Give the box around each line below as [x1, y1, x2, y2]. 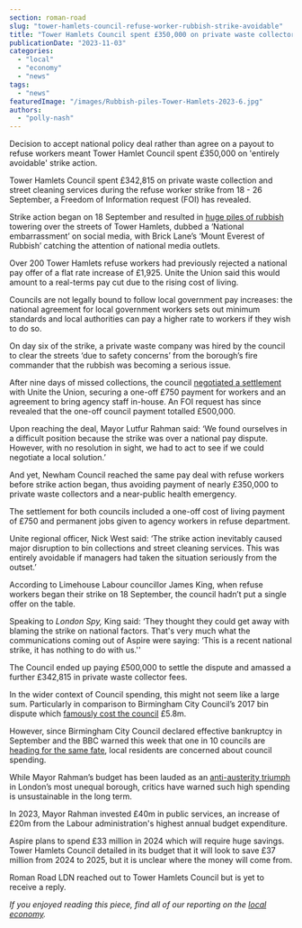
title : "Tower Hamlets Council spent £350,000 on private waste [9, 30, 255, 39]
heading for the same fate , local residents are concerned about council [9, 745, 272, 756]
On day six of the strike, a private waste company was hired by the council [9, 341, 286, 351]
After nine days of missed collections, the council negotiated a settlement [9, 378, 281, 388]
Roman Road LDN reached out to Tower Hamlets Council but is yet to [9, 872, 265, 883]
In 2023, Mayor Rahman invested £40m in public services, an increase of [9, 808, 280, 820]
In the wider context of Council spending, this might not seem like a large [9, 689, 280, 700]
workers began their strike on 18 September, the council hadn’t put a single [9, 589, 288, 600]
